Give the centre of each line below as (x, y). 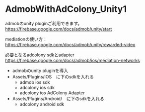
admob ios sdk (35, 82)
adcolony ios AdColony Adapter (52, 93)
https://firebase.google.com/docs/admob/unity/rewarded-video (70, 44)
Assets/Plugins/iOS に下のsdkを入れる (53, 76)
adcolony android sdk (42, 104)
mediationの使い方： (26, 39)
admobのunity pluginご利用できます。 (44, 23)
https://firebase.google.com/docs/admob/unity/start (59, 29)
